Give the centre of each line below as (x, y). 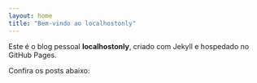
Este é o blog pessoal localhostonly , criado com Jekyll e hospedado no (129, 46)
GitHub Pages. (33, 55)
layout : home (30, 16)
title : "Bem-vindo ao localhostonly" (72, 23)
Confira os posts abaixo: (49, 70)
